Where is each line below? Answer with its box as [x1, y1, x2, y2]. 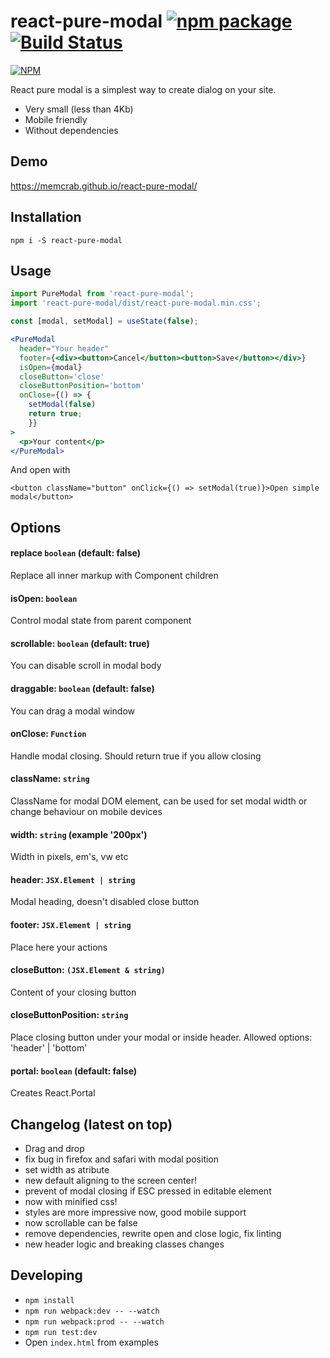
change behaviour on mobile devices [10, 805, 163, 817]
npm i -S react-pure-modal [10, 235, 123, 245]
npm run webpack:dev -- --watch [24, 1306, 160, 1316]
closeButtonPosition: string [10, 1009, 129, 1021]
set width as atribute [24, 1164, 110, 1176]
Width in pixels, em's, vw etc [10, 851, 129, 863]
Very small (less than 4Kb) [24, 103, 134, 115]
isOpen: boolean [10, 592, 78, 604]
